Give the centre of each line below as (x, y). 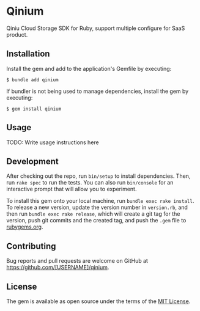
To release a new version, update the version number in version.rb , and (97, 207)
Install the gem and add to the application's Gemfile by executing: (89, 68)
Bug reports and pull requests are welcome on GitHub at (77, 261)
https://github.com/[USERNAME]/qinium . (58, 268)
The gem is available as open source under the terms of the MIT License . (98, 301)
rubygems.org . (25, 227)
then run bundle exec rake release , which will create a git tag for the (93, 214)
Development (33, 161)
